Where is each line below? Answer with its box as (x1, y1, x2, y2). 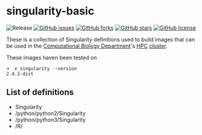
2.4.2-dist (6, 71, 34, 77)
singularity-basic (6, 4, 95, 18)
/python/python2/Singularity (15, 110, 86, 117)
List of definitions (6, 87, 74, 98)
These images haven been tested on (6, 54, 97, 61)
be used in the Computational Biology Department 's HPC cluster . (6, 42, 168, 49)
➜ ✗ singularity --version (6, 65, 77, 72)
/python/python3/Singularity (15, 116, 86, 123)
